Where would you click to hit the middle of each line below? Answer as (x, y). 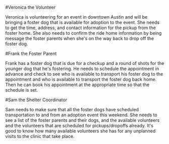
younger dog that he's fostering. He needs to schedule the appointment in (82, 68)
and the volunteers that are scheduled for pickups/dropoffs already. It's (79, 126)
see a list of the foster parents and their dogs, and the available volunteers (82, 120)
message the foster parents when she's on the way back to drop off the (80, 38)
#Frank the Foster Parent (31, 53)
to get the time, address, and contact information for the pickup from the (81, 28)
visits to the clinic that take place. (40, 136)
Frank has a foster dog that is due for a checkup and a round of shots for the (85, 63)
